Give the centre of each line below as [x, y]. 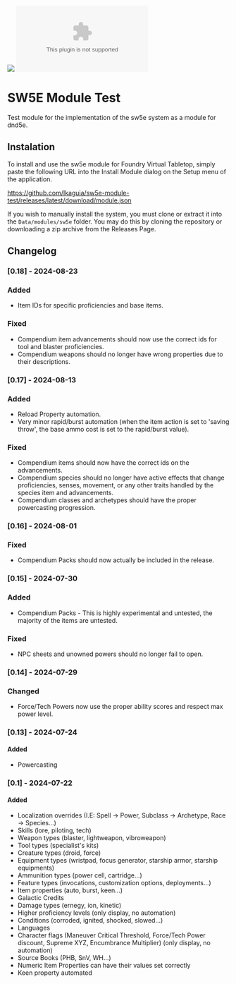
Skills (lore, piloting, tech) [54, 830]
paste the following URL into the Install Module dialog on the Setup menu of [117, 171]
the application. [30, 179]
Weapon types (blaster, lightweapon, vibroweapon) [92, 838]
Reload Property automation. [59, 414]
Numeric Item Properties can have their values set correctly [104, 966]
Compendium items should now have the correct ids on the [103, 463]
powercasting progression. [56, 508]
